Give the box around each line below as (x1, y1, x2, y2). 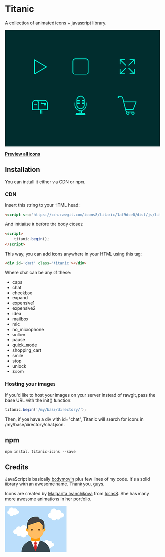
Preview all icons (5, 151, 41, 157)
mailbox (12, 316, 28, 322)
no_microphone (12, 327, 44, 333)
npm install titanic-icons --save (5, 449, 76, 454)
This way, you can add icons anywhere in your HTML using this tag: (5, 251, 142, 257)
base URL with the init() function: (5, 397, 72, 403)
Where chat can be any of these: (5, 270, 71, 276)
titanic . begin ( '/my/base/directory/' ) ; (5, 407, 87, 412)
